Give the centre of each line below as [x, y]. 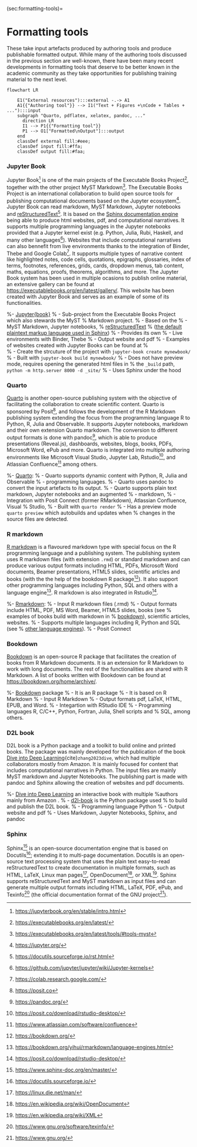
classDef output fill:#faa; [51, 152]
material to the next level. [37, 79]
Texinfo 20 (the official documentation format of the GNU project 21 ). [87, 894]
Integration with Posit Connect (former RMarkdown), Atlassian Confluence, [97, 500]
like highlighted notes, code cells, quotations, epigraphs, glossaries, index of [99, 259]
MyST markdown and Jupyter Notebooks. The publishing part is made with [97, 777]
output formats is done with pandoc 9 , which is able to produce [82, 437]
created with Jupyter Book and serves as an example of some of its [88, 297]
